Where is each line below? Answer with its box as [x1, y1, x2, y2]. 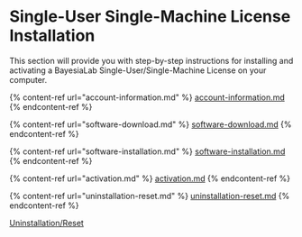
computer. [9, 74, 48, 85]
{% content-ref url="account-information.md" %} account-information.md [9, 92, 286, 103]
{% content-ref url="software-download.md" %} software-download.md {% [9, 119, 292, 130]
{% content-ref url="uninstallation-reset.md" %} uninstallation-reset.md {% [9, 190, 290, 201]
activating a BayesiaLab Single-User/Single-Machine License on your [9, 65, 267, 76]
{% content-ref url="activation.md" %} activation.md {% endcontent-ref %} [9, 173, 291, 184]
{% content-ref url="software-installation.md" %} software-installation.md [9, 146, 286, 157]
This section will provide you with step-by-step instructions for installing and [9, 55, 294, 66]
